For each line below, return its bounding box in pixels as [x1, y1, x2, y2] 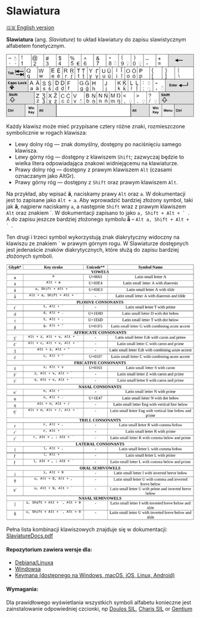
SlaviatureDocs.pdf [6, 532, 54, 539]
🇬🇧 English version [6, 24, 55, 31]
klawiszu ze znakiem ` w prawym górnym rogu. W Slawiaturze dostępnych [6, 240, 189, 247]
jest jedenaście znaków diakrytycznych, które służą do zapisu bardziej [6, 246, 179, 253]
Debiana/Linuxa [14, 559, 54, 566]
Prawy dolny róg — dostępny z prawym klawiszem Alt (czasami [14, 166, 173, 173]
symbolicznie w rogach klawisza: [6, 129, 87, 136]
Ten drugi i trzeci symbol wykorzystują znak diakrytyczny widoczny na [6, 233, 180, 240]
